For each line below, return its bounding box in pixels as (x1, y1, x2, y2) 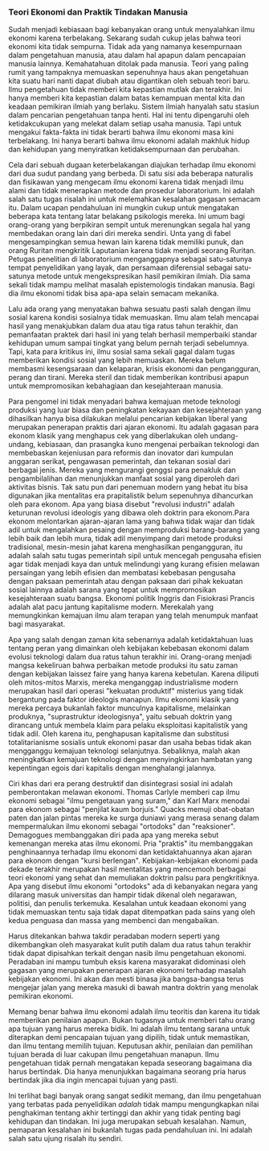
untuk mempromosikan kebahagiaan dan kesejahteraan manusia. (8, 381, 223, 391)
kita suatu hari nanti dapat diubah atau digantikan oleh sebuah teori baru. (8, 76, 251, 86)
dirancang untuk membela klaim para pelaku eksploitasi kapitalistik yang (8, 720, 248, 731)
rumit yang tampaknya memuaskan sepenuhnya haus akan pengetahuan (8, 68, 249, 77)
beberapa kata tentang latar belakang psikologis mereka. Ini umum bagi (8, 212, 245, 222)
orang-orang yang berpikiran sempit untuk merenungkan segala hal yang (8, 220, 251, 230)
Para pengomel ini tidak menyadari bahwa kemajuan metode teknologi (8, 397, 241, 407)
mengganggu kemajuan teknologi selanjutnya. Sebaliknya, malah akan (8, 746, 241, 756)
